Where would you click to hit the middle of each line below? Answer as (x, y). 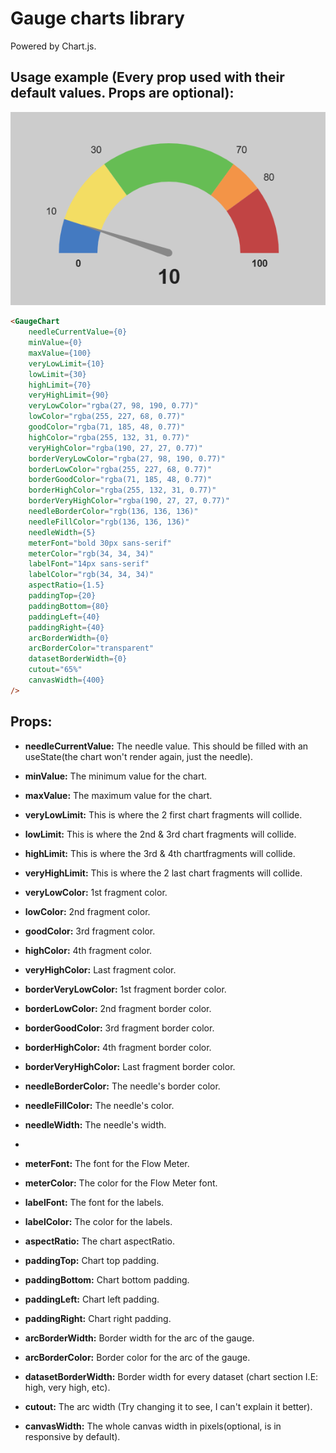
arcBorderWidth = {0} (69, 638)
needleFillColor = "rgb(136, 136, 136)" (109, 522)
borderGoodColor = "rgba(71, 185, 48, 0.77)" (120, 480)
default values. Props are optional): (122, 93)
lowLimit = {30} (57, 374)
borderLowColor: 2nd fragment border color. (118, 1008)
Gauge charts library (97, 18)
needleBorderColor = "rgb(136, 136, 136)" (113, 512)
